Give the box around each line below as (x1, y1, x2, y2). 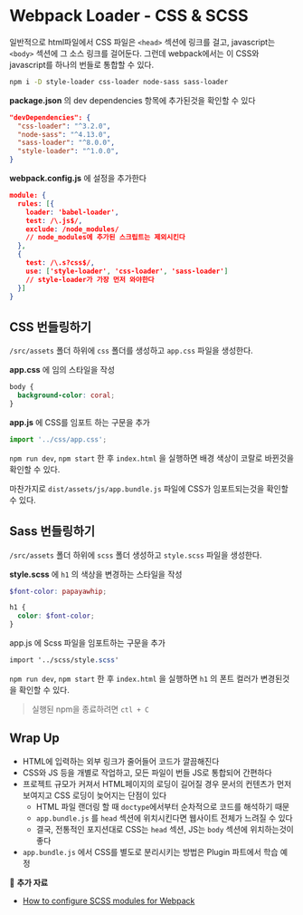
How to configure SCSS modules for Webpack (22, 895, 195, 906)
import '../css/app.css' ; (9, 434, 107, 444)
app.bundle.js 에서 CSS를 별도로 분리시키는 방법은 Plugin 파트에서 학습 (22, 846, 279, 857)
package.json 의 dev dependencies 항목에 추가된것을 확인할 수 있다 (9, 94, 256, 105)
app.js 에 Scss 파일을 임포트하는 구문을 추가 (9, 638, 166, 648)
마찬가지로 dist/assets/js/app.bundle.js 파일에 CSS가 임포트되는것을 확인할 (9, 482, 289, 494)
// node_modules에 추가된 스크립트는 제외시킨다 (25, 233, 185, 242)
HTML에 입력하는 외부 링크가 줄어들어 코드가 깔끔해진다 (22, 755, 220, 766)
